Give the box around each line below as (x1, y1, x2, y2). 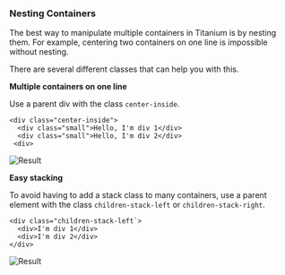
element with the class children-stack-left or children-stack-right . (9, 200, 266, 211)
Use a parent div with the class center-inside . (9, 99, 180, 109)
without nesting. (9, 47, 69, 57)
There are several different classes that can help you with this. (9, 64, 239, 74)
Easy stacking (9, 173, 64, 184)
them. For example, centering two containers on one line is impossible (9, 37, 268, 47)
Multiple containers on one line (9, 82, 127, 92)
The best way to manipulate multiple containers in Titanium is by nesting (9, 28, 277, 39)
